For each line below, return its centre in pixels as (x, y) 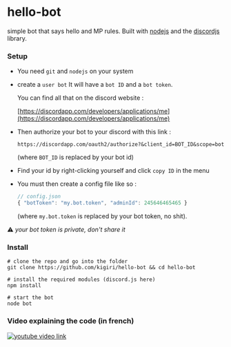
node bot (20, 304)
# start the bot (30, 298)
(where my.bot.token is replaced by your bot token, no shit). (102, 216)
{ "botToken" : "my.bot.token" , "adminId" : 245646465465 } (102, 203)
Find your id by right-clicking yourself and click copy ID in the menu (113, 171)
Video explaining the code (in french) (71, 321)
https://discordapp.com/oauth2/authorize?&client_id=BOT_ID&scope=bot (121, 145)
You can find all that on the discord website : (80, 98)
